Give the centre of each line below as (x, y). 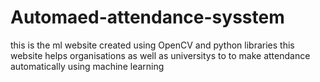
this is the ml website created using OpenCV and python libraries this (152, 45)
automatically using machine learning (87, 66)
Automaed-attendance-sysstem (147, 17)
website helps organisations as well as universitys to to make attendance (160, 55)
